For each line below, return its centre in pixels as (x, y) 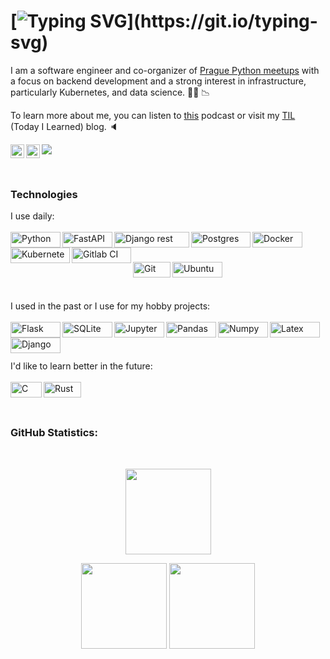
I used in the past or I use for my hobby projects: (110, 306)
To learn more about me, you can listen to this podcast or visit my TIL (153, 115)
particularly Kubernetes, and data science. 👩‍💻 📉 (110, 92)
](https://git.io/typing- (222, 21)
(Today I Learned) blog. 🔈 (64, 126)
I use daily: (32, 216)
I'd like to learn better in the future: (81, 366)
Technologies (44, 194)
